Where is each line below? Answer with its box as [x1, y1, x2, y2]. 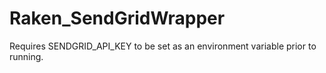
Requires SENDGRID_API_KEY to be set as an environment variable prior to [9, 40, 317, 52]
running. [9, 50, 44, 62]
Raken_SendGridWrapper [9, 7, 226, 30]
